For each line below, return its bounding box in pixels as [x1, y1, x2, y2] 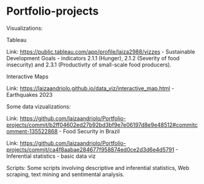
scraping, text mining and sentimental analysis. [6, 171, 125, 178]
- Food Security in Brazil [59, 127, 120, 135]
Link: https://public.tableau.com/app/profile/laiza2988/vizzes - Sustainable [6, 48, 195, 55]
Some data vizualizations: [6, 102, 71, 110]
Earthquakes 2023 [6, 91, 53, 98]
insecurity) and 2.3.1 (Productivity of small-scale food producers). [6, 61, 172, 68]
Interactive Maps [6, 73, 49, 80]
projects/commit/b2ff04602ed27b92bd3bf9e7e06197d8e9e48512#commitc [6, 121, 198, 129]
